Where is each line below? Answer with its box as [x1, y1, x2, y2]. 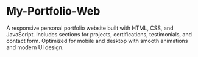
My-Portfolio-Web [6, 4, 101, 18]
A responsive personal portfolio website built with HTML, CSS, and [6, 24, 174, 32]
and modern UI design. [6, 44, 64, 51]
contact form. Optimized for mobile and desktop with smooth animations [6, 37, 188, 44]
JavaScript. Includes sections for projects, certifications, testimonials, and [6, 30, 193, 38]
